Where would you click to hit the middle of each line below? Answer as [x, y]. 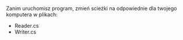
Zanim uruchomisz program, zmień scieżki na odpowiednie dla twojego [91, 8]
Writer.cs [25, 32]
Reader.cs [27, 26]
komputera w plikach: [32, 14]
